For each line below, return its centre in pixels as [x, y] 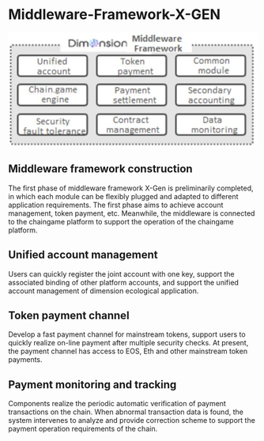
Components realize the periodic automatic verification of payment [117, 404]
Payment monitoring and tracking [92, 384]
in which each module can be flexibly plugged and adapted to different [123, 196]
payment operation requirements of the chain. [83, 429]
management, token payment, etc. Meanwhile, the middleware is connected [132, 213]
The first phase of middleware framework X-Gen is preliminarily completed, [131, 188]
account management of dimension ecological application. [104, 291]
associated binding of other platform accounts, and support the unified [124, 282]
